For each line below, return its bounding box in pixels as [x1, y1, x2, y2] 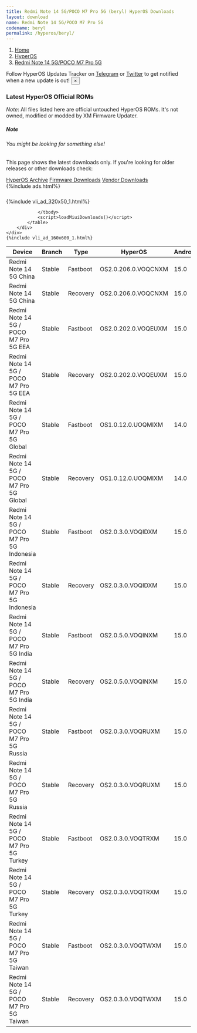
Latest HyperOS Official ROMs [6, 93, 94, 101]
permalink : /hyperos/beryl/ [6, 31, 75, 36]
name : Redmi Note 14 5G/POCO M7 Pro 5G [6, 19, 104, 25]
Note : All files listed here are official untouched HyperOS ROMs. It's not [6, 106, 178, 113]
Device [12, 248, 33, 256]
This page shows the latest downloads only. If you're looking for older [6, 159, 175, 166]
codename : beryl [6, 25, 46, 31]
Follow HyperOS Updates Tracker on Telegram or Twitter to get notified [6, 70, 179, 77]
